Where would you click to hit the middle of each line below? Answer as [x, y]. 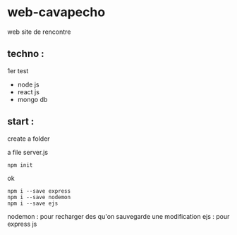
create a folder [29, 139]
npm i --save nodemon [39, 197]
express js [22, 224]
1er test [18, 70]
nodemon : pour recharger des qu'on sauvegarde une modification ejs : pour [119, 216]
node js [28, 84]
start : [21, 121]
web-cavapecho [56, 12]
